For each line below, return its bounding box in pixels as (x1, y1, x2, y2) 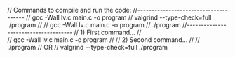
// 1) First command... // (74, 28, 142, 36)
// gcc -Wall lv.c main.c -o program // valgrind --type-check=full (25, 13, 212, 22)
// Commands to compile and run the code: (7, 6, 132, 14)
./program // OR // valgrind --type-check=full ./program (7, 43, 168, 51)
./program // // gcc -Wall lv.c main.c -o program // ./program (7, 21, 181, 29)
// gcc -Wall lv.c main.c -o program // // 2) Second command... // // (7, 36, 200, 44)
